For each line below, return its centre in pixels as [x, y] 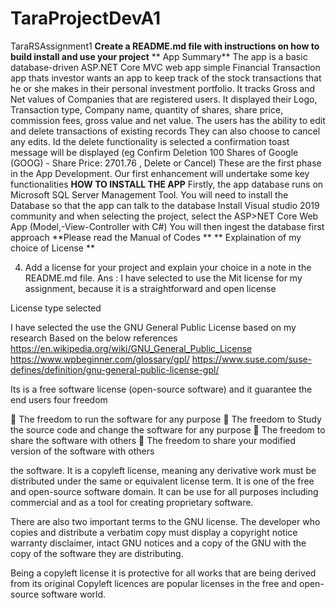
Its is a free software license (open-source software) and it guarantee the [161, 389]
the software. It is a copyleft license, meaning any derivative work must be [163, 470]
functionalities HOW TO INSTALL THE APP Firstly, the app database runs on [167, 184]
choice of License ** [52, 248]
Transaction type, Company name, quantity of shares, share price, [147, 109]
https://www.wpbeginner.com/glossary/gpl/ [100, 359]
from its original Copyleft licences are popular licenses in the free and [154, 583]
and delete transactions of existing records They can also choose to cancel [165, 131]
